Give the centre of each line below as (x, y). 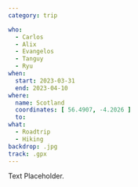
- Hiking (29, 139)
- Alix (26, 44)
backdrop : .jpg (33, 146)
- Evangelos (35, 52)
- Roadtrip (33, 132)
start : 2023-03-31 (45, 81)
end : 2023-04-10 (42, 88)
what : (17, 125)
